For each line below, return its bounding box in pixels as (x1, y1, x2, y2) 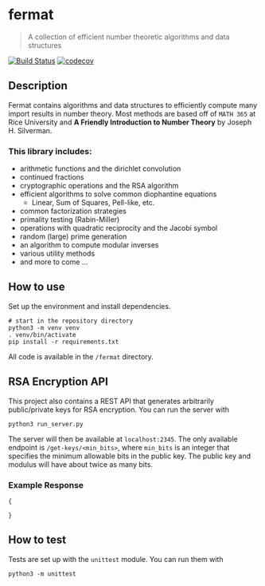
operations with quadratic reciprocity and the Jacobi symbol (19, 224, 218, 233)
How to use (8, 280, 65, 294)
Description (8, 79, 68, 93)
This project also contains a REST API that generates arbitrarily (8, 396, 215, 406)
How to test (8, 533, 66, 547)
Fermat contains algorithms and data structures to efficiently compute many (8, 100, 257, 109)
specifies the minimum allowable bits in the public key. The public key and (8, 451, 251, 461)
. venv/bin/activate (8, 331, 77, 339)
